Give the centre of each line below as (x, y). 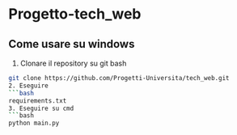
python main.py (34, 123)
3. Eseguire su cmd (41, 108)
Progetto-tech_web (75, 14)
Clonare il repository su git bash (73, 63)
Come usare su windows (72, 44)
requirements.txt (38, 101)
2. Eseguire (28, 86)
